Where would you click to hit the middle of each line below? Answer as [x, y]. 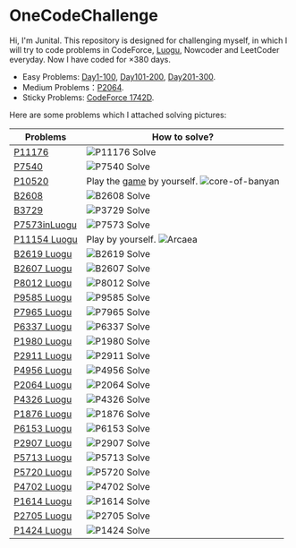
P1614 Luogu [43, 501]
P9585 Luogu [43, 297]
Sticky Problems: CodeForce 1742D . [88, 97]
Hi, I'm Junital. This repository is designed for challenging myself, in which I [148, 40]
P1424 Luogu [43, 530]
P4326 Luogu [43, 399]
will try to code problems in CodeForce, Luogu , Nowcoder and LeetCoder [144, 49]
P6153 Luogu [43, 428]
